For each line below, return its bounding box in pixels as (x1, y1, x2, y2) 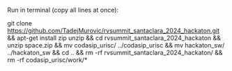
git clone (7, 19, 33, 27)
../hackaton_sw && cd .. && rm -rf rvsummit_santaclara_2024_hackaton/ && (7, 48, 223, 57)
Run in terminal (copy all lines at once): (7, 6, 119, 14)
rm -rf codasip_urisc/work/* (7, 56, 88, 64)
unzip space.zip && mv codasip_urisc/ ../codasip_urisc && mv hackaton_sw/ (7, 41, 225, 49)
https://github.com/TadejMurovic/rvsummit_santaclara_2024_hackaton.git (7, 27, 220, 34)
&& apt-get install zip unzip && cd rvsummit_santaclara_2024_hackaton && (7, 34, 222, 42)
